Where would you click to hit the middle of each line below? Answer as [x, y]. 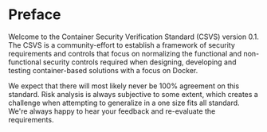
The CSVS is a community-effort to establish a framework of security [122, 45]
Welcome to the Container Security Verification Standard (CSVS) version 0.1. [133, 37]
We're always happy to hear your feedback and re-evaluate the [112, 111]
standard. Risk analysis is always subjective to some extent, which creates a [133, 94]
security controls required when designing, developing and [139, 62]
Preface [35, 15]
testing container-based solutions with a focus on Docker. [103, 70]
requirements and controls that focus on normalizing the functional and [125, 53]
